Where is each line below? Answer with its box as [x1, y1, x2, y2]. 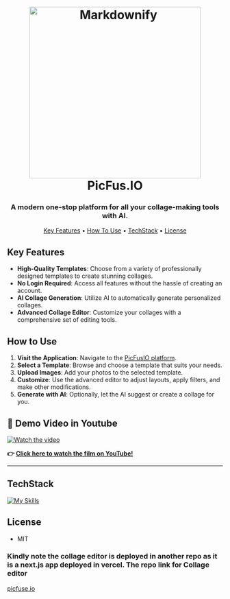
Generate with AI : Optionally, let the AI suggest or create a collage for [16, 390, 214, 399]
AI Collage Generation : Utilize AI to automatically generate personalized [16, 294, 221, 302]
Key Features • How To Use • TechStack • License [43, 226, 187, 235]
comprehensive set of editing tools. [16, 316, 117, 324]
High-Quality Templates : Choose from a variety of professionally [16, 265, 202, 273]
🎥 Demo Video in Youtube [7, 417, 118, 429]
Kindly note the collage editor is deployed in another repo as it [7, 552, 218, 561]
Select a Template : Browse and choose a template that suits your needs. [16, 361, 222, 369]
